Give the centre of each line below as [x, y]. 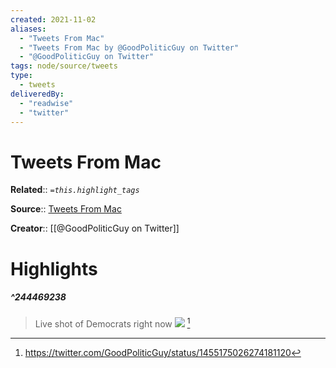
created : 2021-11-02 [53, 19]
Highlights [54, 268]
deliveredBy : [37, 94]
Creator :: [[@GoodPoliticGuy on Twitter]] [95, 228]
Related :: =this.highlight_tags [75, 190]
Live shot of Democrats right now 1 [112, 323]
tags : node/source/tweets [64, 66]
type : [21, 76]
